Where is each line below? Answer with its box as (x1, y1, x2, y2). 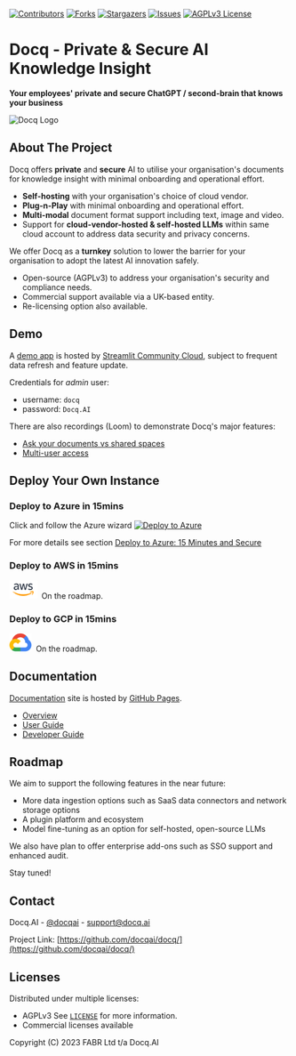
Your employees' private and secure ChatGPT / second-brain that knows (9, 87, 284, 98)
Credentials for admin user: (9, 376, 109, 387)
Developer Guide (21, 729, 84, 739)
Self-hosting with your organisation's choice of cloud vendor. (21, 190, 249, 201)
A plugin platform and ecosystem (21, 814, 144, 825)
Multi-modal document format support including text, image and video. (21, 209, 284, 220)
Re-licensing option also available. (21, 301, 148, 311)
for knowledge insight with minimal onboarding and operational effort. (9, 173, 265, 184)
